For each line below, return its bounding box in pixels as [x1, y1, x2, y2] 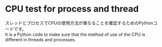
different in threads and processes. [5, 36, 76, 42]
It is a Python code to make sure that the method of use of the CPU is [5, 31, 146, 37]
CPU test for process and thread [5, 3, 139, 15]
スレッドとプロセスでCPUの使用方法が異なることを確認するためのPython [5, 20, 154, 26]
